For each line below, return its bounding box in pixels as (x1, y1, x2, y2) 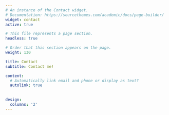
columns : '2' (10, 102, 38, 107)
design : (5, 97, 22, 102)
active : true (5, 22, 33, 27)
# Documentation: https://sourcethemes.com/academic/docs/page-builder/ (5, 12, 164, 17)
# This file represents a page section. (5, 31, 93, 36)
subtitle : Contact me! (5, 64, 54, 69)
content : (5, 73, 24, 79)
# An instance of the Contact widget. (5, 7, 88, 13)
